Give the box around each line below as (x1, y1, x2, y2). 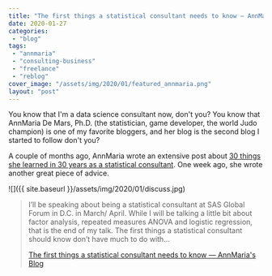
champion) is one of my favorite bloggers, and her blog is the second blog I (8, 127, 260, 136)
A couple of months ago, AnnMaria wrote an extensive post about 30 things (8, 151, 261, 161)
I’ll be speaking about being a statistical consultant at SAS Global (28, 200, 245, 209)
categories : (8, 27, 49, 35)
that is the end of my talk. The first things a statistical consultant (28, 226, 243, 235)
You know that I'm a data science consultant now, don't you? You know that (8, 110, 261, 119)
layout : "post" (8, 87, 60, 96)
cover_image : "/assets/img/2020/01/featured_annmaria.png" (8, 80, 212, 88)
